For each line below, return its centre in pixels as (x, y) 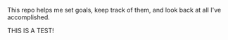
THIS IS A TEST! (31, 31)
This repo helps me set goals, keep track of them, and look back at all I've (114, 10)
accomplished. (29, 17)
